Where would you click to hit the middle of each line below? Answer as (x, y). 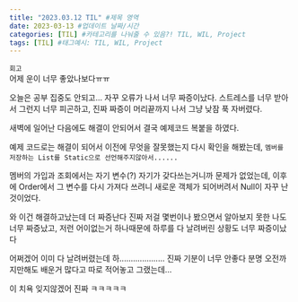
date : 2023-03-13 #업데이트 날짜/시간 (74, 26)
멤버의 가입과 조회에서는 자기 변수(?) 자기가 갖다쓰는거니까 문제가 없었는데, (140, 176)
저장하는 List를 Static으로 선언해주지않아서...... (94, 158)
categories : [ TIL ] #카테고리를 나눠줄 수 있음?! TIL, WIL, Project (128, 34)
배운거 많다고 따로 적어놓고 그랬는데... (106, 270)
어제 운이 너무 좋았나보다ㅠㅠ (60, 79)
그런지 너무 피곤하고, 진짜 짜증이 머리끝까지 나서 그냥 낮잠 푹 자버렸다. (140, 109)
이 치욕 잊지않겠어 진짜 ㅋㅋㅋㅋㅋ (68, 289)
